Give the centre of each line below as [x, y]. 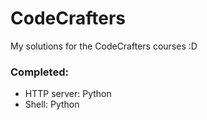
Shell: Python [52, 104]
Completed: [39, 72]
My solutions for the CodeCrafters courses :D [104, 46]
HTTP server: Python [68, 94]
